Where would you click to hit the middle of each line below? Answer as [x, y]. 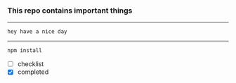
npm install [25, 51]
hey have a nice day [38, 32]
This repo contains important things [70, 11]
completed [33, 72]
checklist [31, 64]
